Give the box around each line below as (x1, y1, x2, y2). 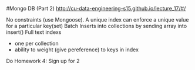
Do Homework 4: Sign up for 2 (6, 58, 80, 64)
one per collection (14, 40, 59, 47)
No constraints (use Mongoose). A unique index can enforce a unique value (6, 16, 189, 23)
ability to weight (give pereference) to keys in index (14, 46, 139, 53)
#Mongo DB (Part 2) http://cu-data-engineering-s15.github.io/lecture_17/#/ (6, 5, 186, 12)
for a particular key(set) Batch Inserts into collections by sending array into (6, 23, 187, 29)
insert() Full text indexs (6, 29, 62, 36)
